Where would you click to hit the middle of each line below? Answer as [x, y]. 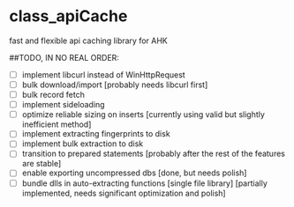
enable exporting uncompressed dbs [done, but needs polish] [134, 173]
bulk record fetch [53, 95]
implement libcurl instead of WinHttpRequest [103, 74]
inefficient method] [57, 124]
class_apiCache [68, 16]
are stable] [41, 164]
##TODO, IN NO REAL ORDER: [64, 57]
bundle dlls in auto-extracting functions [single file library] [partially [144, 183]
